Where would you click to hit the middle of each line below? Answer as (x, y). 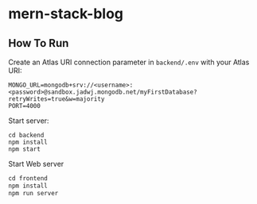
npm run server (33, 193)
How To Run (39, 43)
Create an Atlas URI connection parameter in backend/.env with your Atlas (129, 62)
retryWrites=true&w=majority (56, 99)
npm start (25, 149)
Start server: (29, 121)
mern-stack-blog (66, 14)
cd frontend (28, 179)
